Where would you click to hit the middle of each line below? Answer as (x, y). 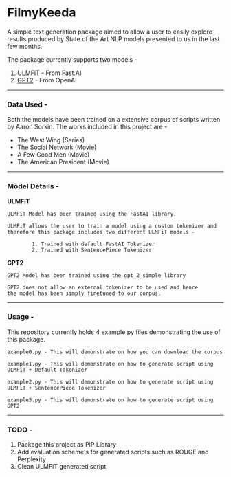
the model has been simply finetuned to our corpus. (84, 293)
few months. (25, 46)
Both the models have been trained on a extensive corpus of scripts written (114, 120)
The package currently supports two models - (72, 59)
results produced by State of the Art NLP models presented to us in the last (113, 38)
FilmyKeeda (42, 13)
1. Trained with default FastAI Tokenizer (93, 244)
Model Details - (33, 186)
